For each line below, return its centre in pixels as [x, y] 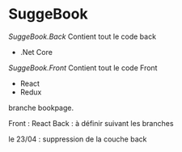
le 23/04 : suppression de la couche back [78, 139]
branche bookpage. [41, 108]
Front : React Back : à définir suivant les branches [91, 123]
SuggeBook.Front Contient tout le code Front [83, 68]
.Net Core [36, 52]
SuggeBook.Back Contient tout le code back [82, 36]
